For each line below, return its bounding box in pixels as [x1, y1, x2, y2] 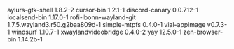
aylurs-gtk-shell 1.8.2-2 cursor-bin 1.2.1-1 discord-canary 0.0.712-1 [7, 6, 198, 14]
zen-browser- [183, 28, 223, 36]
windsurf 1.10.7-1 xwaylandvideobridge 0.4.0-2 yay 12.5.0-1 [11, 28, 182, 36]
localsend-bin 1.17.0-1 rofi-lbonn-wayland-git [7, 13, 137, 21]
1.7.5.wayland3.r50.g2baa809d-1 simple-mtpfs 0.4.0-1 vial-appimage [7, 21, 206, 28]
